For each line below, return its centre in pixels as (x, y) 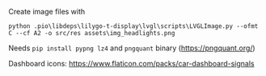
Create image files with (47, 12)
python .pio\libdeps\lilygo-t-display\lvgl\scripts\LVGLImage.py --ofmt (133, 26)
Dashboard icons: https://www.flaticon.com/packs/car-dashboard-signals (131, 64)
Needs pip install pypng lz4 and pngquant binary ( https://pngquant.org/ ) (132, 48)
